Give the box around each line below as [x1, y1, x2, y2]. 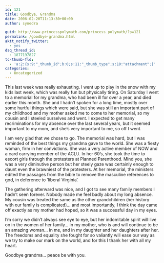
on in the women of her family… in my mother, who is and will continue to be [5, 222, 158, 228]
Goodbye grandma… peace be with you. [5, 252, 86, 258]
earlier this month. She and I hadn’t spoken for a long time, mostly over [5, 100, 148, 105]
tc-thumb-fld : [5, 57, 34, 62]
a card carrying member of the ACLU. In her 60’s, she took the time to [5, 151, 145, 157]
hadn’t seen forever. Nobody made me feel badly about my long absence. [5, 191, 153, 197]
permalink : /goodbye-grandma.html [5, 34, 76, 39]
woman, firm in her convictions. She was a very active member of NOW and [5, 145, 158, 151]
